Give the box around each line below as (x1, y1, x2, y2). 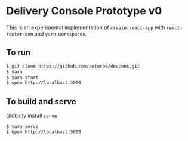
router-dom (6, 31, 33, 37)
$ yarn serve (6, 124, 39, 130)
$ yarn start (6, 74, 39, 80)
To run (6, 48, 31, 58)
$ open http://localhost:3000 (6, 80, 82, 86)
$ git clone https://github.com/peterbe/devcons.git (6, 63, 140, 69)
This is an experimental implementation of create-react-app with (6, 24, 165, 31)
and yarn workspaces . (34, 30, 87, 37)
